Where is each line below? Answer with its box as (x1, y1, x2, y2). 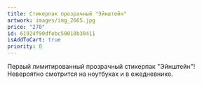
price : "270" (7, 23, 46, 30)
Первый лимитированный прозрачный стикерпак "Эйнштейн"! (7, 63, 196, 70)
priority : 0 (7, 43, 42, 50)
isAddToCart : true (7, 37, 61, 44)
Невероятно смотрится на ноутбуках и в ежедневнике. (7, 70, 173, 78)
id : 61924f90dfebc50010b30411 (7, 30, 96, 37)
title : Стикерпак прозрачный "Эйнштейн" (7, 10, 128, 18)
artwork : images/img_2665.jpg (7, 17, 96, 24)
